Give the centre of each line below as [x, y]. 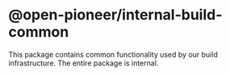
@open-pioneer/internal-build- [115, 15]
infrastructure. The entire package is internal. [84, 63]
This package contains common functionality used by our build [113, 54]
